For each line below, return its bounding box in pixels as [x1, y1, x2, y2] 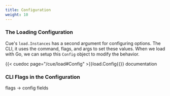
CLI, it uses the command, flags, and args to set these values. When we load [5, 45, 165, 52]
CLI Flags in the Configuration [5, 73, 80, 80]
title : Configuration [5, 7, 51, 13]
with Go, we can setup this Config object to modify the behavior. [5, 51, 140, 57]
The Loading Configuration [5, 29, 74, 36]
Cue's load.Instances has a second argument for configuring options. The [5, 40, 161, 46]
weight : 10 [5, 12, 28, 17]
